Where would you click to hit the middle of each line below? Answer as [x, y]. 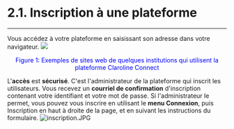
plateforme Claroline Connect [117, 67]
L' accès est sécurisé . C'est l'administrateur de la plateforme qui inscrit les [114, 80]
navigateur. [23, 46]
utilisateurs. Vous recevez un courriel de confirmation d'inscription [104, 88]
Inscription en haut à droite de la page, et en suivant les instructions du [109, 110]
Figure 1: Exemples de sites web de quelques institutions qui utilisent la [117, 60]
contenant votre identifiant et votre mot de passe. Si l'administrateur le [108, 96]
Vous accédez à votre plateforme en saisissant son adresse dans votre [109, 38]
